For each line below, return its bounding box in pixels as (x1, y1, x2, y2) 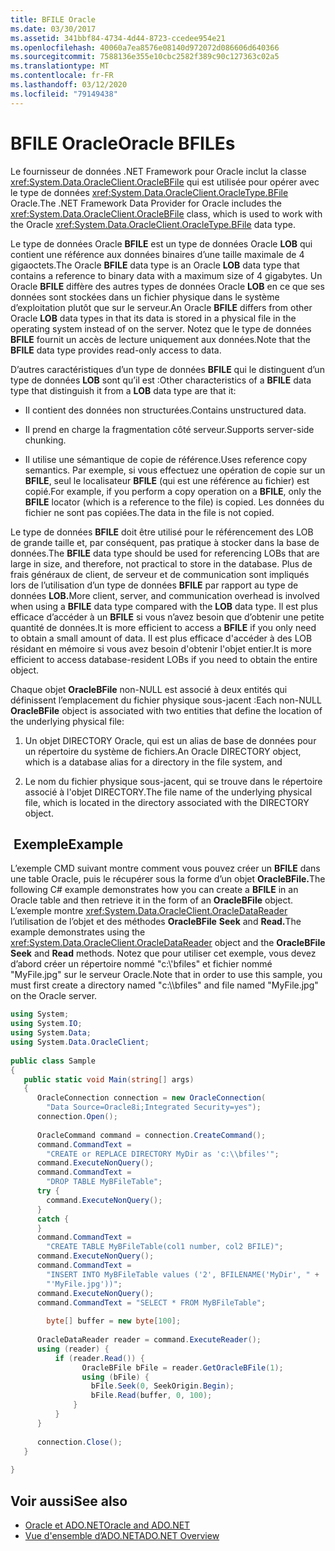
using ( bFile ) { (81, 1372, 150, 1382)
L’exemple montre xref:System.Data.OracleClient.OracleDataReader (10, 905, 288, 917)
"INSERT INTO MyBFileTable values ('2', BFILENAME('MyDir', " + (46, 1269, 320, 1280)
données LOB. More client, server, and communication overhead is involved (10, 589, 320, 601)
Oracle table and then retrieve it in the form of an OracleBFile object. (10, 894, 294, 906)
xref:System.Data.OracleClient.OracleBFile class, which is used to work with (10, 207, 323, 220)
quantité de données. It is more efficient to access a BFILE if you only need (10, 621, 317, 633)
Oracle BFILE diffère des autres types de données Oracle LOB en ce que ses (10, 280, 325, 292)
